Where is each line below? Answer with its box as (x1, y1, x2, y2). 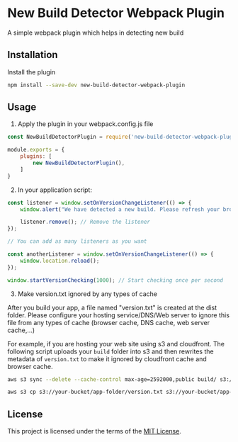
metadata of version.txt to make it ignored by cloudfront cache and (7, 354, 207, 363)
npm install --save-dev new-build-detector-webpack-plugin (7, 81, 186, 89)
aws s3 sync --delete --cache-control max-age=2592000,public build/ (7, 375, 217, 383)
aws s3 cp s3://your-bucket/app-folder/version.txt (7, 388, 163, 396)
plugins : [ (20, 153, 52, 160)
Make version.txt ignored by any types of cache (17, 289, 158, 298)
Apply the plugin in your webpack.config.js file (17, 120, 154, 128)
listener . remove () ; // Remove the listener (20, 218, 151, 226)
